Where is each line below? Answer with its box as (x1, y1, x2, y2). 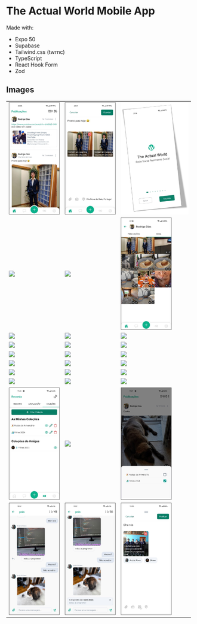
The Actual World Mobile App (6, 4, 155, 18)
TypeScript (14, 54, 42, 62)
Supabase (14, 42, 40, 49)
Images (6, 85, 35, 95)
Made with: (6, 24, 34, 31)
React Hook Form (14, 61, 58, 68)
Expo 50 (14, 35, 36, 43)
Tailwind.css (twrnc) (14, 48, 65, 55)
